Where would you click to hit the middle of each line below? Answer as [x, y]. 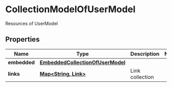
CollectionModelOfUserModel [70, 9]
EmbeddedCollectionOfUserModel [82, 62]
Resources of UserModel [31, 23]
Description [145, 53]
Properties [23, 39]
